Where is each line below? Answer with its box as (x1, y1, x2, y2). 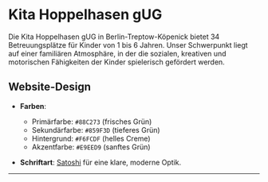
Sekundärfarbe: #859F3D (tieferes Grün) (31, 125, 161, 134)
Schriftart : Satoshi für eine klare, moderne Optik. (19, 157, 182, 167)
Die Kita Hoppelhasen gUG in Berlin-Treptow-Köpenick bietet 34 (8, 32, 220, 41)
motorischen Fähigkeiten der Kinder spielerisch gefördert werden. (8, 57, 225, 67)
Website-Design (8, 80, 92, 94)
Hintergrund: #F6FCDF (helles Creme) (31, 134, 151, 143)
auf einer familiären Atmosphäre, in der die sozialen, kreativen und (8, 48, 227, 58)
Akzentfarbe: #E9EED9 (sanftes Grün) (31, 141, 151, 152)
